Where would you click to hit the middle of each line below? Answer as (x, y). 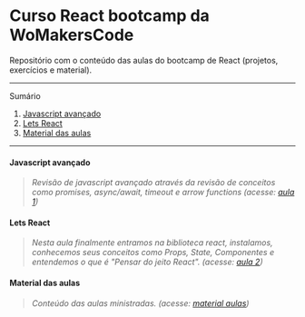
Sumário (25, 95)
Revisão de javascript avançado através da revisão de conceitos (153, 183)
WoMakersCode (72, 35)
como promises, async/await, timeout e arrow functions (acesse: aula (163, 193)
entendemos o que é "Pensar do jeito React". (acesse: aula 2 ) (147, 262)
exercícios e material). (51, 70)
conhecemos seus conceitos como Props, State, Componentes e (153, 253)
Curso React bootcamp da (110, 16)
